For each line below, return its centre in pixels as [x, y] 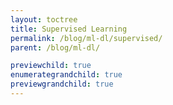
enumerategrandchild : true [66, 75]
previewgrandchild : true [62, 84]
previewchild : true [51, 66]
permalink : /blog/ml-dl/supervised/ [86, 38]
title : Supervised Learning [69, 29]
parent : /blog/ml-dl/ [55, 47]
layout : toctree [44, 19]
